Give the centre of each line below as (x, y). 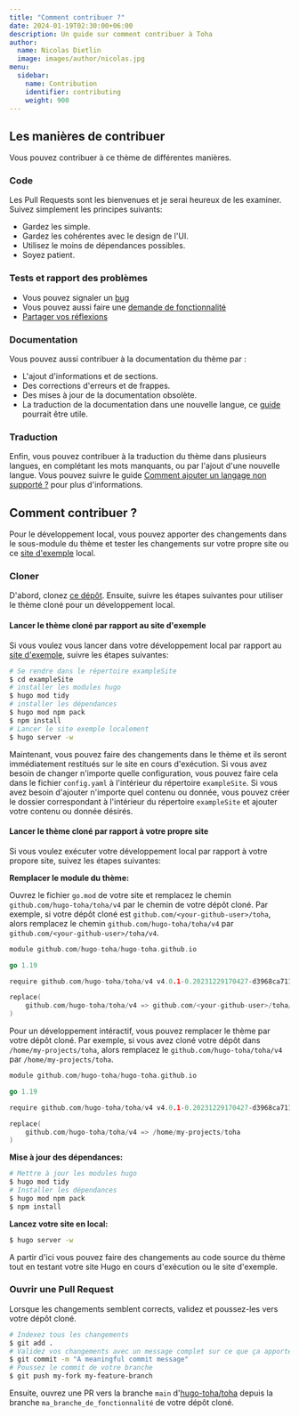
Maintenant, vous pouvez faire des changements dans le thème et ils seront (148, 754)
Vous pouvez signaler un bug (76, 297)
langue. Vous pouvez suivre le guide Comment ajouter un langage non (138, 475)
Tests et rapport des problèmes (79, 279)
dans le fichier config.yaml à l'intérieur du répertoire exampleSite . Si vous (144, 782)
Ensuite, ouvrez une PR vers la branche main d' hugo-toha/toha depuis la (141, 1393)
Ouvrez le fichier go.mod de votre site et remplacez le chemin (120, 894)
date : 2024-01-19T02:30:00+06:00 (71, 26)
